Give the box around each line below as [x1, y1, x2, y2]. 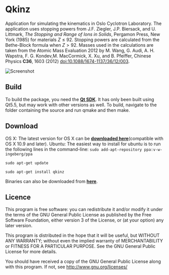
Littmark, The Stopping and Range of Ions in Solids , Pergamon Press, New [5, 31, 160, 37]
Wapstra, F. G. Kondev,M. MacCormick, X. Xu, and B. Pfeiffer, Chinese [5, 52, 151, 59]
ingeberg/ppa [5, 151, 33, 157]
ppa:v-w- [144, 147, 163, 152]
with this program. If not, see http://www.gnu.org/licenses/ [5, 264, 128, 270]
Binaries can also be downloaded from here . [5, 178, 98, 184]
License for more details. [5, 249, 57, 255]
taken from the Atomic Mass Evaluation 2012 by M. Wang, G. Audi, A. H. [5, 47, 155, 53]
